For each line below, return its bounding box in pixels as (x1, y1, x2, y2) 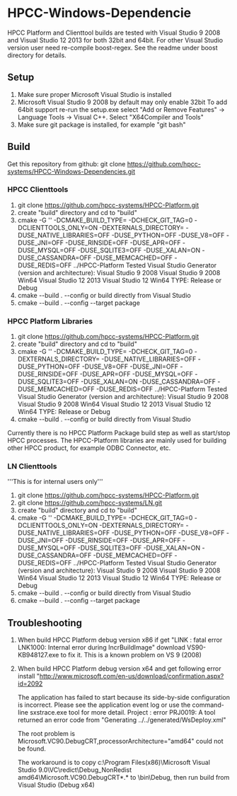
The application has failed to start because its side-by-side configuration (17, 693, 230, 702)
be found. (17, 744, 46, 753)
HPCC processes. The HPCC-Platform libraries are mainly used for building (7, 437, 227, 445)
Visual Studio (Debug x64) (17, 780, 96, 790)
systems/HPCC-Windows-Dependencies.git (7, 167, 136, 175)
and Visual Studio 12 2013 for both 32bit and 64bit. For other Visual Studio (7, 35, 224, 44)
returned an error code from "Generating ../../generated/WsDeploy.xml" (17, 716, 226, 725)
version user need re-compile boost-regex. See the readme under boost (7, 43, 218, 52)
